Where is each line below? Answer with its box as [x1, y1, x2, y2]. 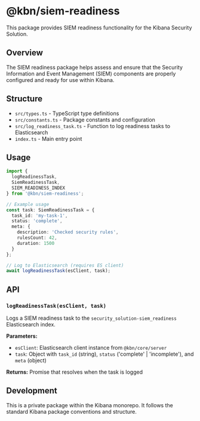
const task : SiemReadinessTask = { [6, 207, 95, 213]
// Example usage [6, 201, 50, 207]
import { [6, 168, 28, 174]
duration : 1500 [17, 240, 55, 246]
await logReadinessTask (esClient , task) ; [6, 268, 111, 274]
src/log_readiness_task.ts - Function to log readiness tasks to [14, 122, 171, 129]
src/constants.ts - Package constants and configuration [14, 116, 155, 123]
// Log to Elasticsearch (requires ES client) [6, 262, 124, 268]
